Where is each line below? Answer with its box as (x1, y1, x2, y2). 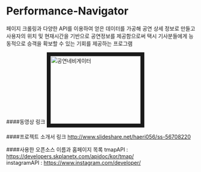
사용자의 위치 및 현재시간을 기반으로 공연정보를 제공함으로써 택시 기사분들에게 (6, 32, 188, 40)
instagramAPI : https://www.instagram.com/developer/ (6, 159, 141, 166)
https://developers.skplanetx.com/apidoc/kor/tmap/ (6, 152, 134, 160)
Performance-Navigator (6, 4, 129, 18)
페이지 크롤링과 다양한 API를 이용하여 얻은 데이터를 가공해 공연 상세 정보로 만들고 (6, 25, 196, 32)
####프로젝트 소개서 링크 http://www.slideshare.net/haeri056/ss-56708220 (6, 133, 191, 140)
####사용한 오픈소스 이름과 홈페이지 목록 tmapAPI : (6, 146, 128, 153)
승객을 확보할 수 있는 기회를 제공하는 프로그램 (26, 40, 133, 47)
